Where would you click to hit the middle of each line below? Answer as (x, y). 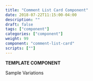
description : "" (23, 19)
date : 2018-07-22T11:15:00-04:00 (41, 15)
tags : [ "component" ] (27, 29)
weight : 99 (17, 39)
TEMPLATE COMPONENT (33, 63)
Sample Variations (24, 73)
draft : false (19, 24)
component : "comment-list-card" (40, 44)
